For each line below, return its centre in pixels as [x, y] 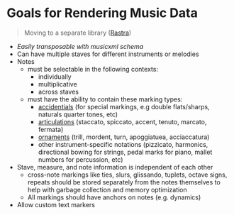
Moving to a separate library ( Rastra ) [78, 33]
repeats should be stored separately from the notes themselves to [124, 182]
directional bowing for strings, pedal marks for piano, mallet [125, 152]
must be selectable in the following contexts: [93, 69]
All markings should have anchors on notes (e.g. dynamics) [114, 197]
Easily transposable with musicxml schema [80, 46]
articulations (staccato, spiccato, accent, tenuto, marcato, [122, 121]
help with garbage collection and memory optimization [107, 189]
